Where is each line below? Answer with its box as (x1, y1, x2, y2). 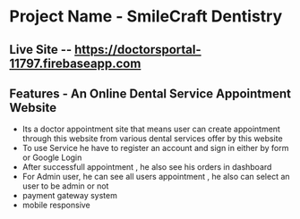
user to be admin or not (21, 181, 109, 191)
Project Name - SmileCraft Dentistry (9, 6, 283, 27)
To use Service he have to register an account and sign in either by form (21, 143, 289, 154)
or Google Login (21, 152, 82, 163)
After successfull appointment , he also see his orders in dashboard (21, 162, 272, 173)
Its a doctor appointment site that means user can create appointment (21, 123, 280, 135)
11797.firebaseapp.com (9, 55, 141, 71)
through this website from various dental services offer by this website (21, 133, 284, 144)
